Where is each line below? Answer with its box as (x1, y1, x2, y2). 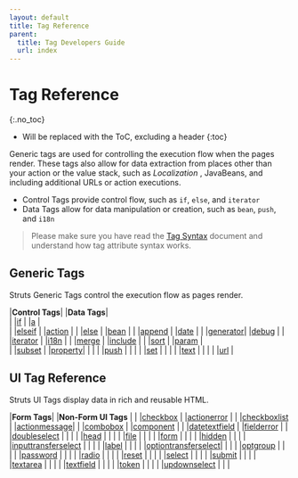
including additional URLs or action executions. (9, 177, 181, 188)
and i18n (21, 213, 55, 224)
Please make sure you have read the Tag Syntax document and (30, 231, 263, 242)
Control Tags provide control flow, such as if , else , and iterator (21, 194, 261, 205)
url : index (17, 46, 58, 55)
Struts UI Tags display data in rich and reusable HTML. (9, 394, 209, 405)
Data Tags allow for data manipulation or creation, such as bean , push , (21, 204, 277, 215)
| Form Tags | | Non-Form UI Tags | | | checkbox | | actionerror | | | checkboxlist (9, 411, 289, 422)
